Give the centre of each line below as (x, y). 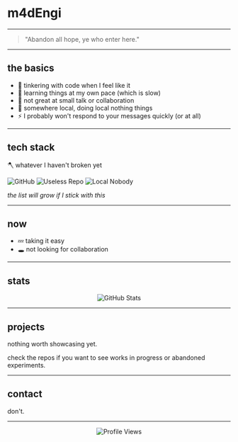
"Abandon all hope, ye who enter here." (82, 39)
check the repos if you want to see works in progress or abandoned (106, 358)
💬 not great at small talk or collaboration (76, 100)
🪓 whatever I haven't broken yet (55, 165)
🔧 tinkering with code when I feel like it (74, 85)
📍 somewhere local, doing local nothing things (85, 108)
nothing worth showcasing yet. (52, 344)
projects (26, 327)
